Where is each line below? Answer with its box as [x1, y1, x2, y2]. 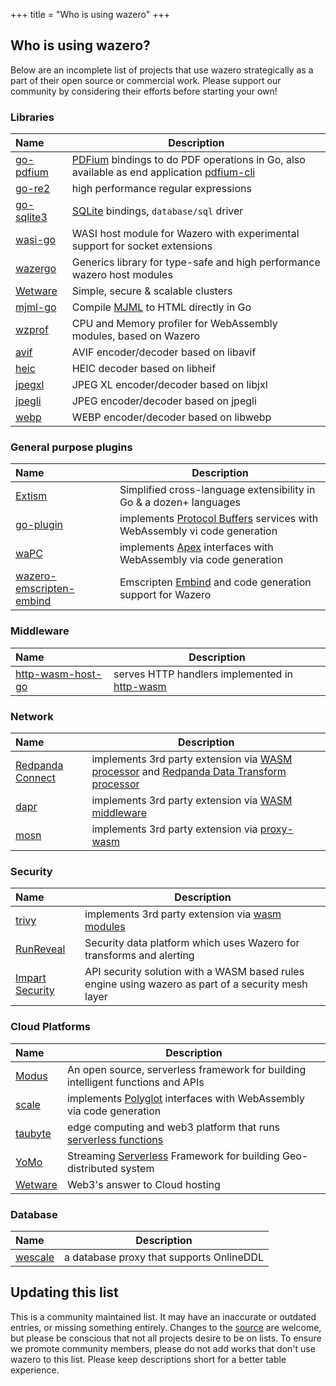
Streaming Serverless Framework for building [66, 1149, 280, 1163]
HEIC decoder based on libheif [71, 362, 217, 376]
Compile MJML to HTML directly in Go [71, 300, 252, 314]
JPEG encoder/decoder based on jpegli [71, 394, 257, 408]
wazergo [15, 262, 57, 276]
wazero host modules [71, 268, 173, 282]
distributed [66, 1161, 118, 1175]
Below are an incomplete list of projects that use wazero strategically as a [10, 64, 314, 76]
